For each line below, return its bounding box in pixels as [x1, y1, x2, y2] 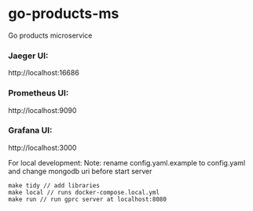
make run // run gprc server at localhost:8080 [8, 195, 167, 203]
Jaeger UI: [8, 50, 49, 61]
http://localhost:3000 [8, 143, 77, 152]
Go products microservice [8, 31, 93, 40]
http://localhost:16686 [8, 68, 80, 78]
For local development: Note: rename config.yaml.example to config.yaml [8, 158, 246, 167]
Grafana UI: [8, 125, 53, 136]
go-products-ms [8, 5, 119, 23]
